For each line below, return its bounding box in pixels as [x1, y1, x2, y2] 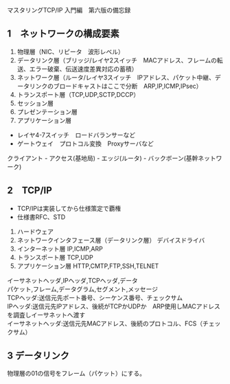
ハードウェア [16, 227, 54, 236]
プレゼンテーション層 [16, 107, 78, 115]
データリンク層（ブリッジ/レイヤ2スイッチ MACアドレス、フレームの [16, 56, 218, 64]
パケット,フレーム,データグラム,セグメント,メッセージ [7, 284, 159, 293]
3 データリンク [7, 350, 70, 362]
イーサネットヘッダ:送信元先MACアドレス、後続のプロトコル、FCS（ [7, 319, 203, 328]
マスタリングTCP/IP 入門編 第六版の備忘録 [7, 6, 131, 14]
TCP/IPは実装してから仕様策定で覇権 [16, 204, 122, 212]
